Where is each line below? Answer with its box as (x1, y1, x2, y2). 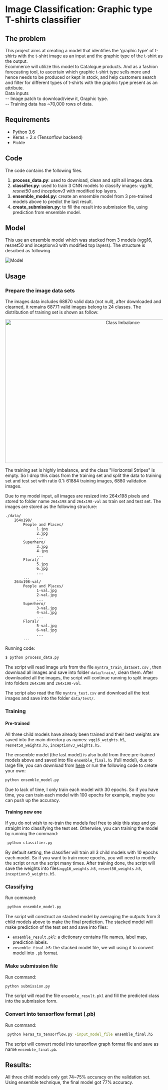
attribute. (5, 85, 24, 91)
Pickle (12, 139, 25, 145)
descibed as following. (5, 248, 51, 254)
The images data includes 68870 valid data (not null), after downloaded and (5, 299, 161, 305)
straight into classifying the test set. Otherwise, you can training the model (5, 825, 158, 831)
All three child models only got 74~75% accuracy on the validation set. (5, 1074, 151, 1080)
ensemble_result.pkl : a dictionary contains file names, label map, (12, 934, 147, 940)
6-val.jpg (36, 628, 57, 633)
